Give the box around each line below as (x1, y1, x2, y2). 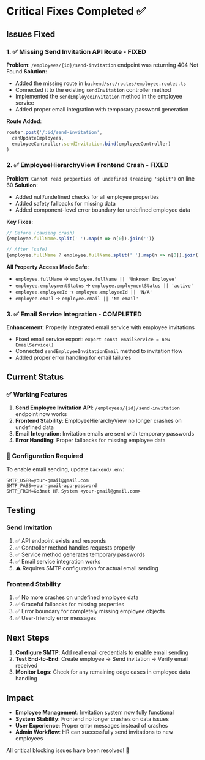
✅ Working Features (6, 390, 68, 398)
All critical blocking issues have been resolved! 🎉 (6, 747, 130, 754)
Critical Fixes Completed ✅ (6, 4, 146, 18)
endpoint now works (15, 411, 67, 418)
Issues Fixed (6, 29, 56, 39)
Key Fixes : (6, 218, 34, 225)
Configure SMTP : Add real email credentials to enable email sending (15, 649, 188, 656)
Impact (6, 693, 34, 703)
